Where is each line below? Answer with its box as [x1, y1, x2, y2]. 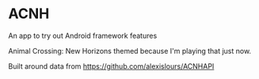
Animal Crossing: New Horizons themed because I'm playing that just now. [8, 46, 252, 55]
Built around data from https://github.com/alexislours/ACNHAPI [8, 61, 215, 71]
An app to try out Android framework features [8, 31, 158, 40]
